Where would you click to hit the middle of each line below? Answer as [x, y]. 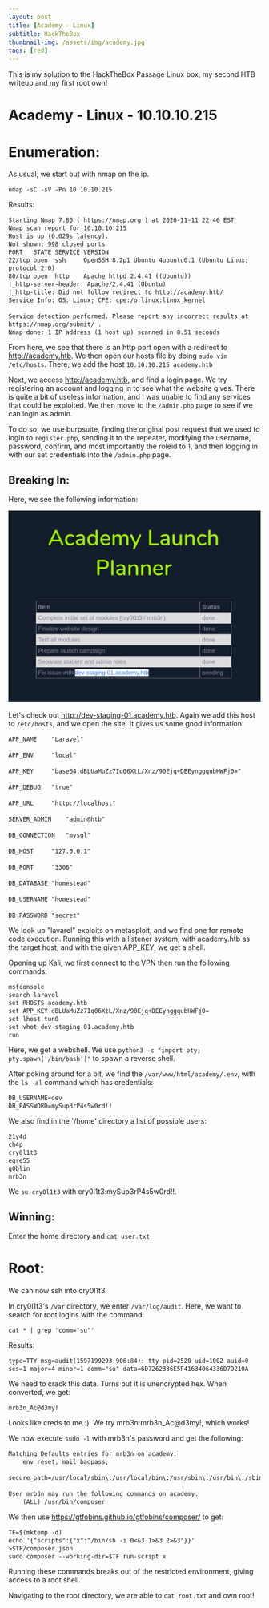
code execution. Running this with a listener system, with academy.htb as [129, 939]
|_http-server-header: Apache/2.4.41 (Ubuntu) [87, 284]
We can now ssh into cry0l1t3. [58, 1291]
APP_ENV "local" [43, 756]
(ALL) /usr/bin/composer [64, 1502]
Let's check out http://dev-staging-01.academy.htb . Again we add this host [132, 715]
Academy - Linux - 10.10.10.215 [113, 115]
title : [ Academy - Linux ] [51, 25]
